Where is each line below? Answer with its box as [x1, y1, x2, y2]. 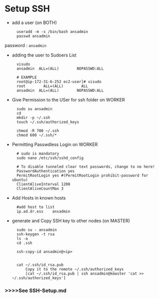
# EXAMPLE [16, 74, 37, 80]
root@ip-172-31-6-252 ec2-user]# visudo [16, 79, 102, 84]
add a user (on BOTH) [11, 19, 57, 25]
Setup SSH [4, 3, 50, 14]
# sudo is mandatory [16, 151, 59, 156]
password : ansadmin [4, 42, 47, 48]
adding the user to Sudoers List [11, 52, 77, 58]
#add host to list [16, 204, 55, 209]
